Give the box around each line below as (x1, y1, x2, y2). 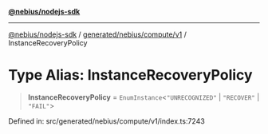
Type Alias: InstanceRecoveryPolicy (8, 66, 253, 85)
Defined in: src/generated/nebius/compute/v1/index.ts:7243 (8, 116, 205, 126)
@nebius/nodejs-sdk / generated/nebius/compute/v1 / (8, 30, 187, 39)
